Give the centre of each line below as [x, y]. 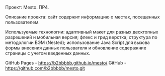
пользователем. [23, 22]
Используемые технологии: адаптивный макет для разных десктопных [82, 32]
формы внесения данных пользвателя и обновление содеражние [76, 48]
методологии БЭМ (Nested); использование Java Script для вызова [77, 42]
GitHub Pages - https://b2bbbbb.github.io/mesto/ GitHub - [66, 63]
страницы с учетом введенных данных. [48, 53]
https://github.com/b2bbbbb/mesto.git [45, 68]
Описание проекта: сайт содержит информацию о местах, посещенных [82, 17]
